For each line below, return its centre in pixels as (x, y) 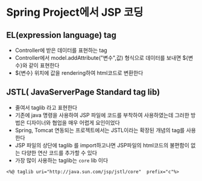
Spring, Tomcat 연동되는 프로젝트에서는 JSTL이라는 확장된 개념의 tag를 (100, 130)
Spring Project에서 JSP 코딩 (75, 12)
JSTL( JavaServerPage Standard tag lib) (83, 92)
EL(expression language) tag (61, 35)
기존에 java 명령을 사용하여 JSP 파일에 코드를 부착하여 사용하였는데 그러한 (102, 115)
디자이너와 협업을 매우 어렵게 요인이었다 (73, 122)
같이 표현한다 (44, 65)
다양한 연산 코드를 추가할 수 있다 (59, 153)
